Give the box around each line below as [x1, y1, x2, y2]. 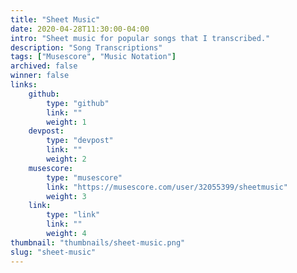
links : [10, 80, 38, 90]
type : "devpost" [46, 136, 114, 146]
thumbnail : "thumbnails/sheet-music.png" [10, 237, 186, 248]
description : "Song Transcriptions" [10, 42, 163, 53]
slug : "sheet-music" [10, 247, 97, 257]
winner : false [10, 71, 70, 81]
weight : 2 [46, 154, 87, 164]
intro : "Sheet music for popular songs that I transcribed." [10, 33, 271, 43]
